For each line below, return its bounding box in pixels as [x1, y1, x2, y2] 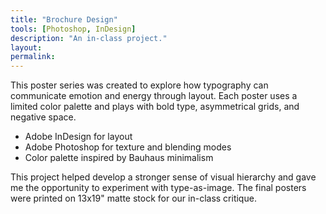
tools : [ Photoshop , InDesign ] [10, 24, 137, 34]
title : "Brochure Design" [10, 14, 118, 25]
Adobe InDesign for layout [24, 131, 133, 143]
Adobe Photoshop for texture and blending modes [24, 141, 232, 153]
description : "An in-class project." [10, 33, 168, 43]
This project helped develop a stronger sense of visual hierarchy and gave [10, 171, 317, 183]
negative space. [10, 111, 77, 123]
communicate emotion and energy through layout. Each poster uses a [10, 90, 298, 102]
